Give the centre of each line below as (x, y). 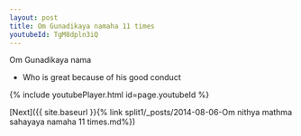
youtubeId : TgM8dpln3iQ (54, 34)
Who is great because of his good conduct (102, 77)
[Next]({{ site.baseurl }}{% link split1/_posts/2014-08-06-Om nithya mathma (151, 113)
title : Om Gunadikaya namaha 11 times (82, 26)
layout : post (34, 18)
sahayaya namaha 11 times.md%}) (73, 122)
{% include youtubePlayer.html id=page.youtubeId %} (109, 95)
